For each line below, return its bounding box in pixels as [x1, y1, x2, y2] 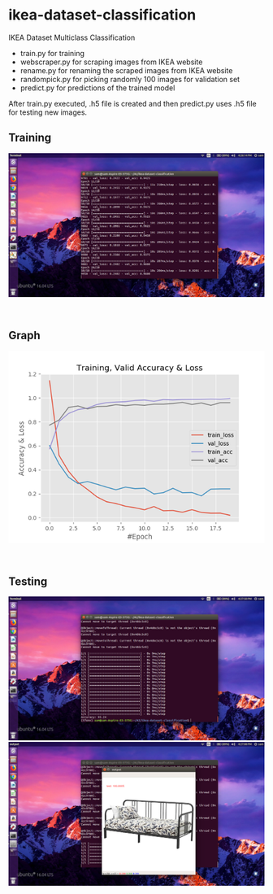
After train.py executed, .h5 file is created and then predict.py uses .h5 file [8, 98, 258, 108]
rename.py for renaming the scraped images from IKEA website [19, 65, 233, 75]
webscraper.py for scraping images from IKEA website [19, 57, 203, 67]
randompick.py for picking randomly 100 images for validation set [19, 74, 240, 84]
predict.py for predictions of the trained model [19, 83, 175, 93]
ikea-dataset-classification [8, 6, 197, 24]
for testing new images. [8, 107, 88, 117]
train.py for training [19, 48, 85, 58]
